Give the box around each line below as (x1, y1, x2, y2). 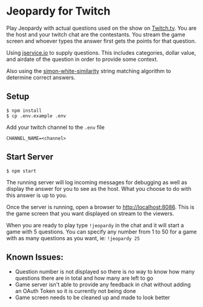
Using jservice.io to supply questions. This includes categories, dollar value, (6, 49, 196, 56)
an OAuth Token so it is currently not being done (15, 288, 136, 295)
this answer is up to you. (6, 191, 68, 199)
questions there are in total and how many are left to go (15, 275, 153, 282)
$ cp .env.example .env (6, 112, 67, 119)
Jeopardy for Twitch (6, 4, 111, 18)
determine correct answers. (6, 74, 76, 81)
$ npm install (6, 108, 42, 114)
